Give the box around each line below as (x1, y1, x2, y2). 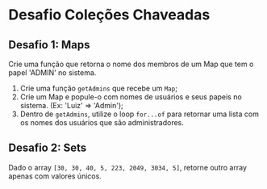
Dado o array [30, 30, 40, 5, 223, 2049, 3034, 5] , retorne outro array (8, 162, 248, 172)
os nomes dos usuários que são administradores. (19, 118, 184, 127)
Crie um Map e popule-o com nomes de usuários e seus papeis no (19, 92, 242, 102)
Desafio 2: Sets (8, 141, 87, 155)
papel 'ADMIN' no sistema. (8, 68, 97, 78)
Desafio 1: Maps (8, 38, 90, 52)
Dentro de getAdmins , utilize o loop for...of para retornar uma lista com (19, 109, 260, 119)
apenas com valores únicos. (8, 171, 102, 181)
